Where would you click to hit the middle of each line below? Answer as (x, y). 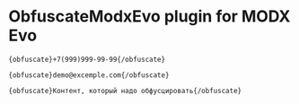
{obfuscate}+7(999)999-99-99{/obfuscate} (87, 59)
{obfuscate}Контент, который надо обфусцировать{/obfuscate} (125, 91)
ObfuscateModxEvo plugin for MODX (149, 17)
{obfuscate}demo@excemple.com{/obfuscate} (89, 75)
